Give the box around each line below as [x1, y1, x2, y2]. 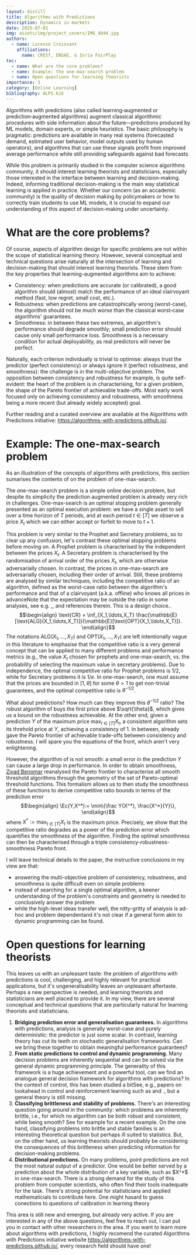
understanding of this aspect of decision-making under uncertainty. [6, 205, 170, 212]
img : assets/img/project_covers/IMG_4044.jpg [6, 31, 119, 36]
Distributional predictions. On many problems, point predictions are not [14, 1156, 189, 1163]
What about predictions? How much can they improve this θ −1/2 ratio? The [6, 698, 185, 706]
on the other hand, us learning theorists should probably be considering [14, 1138, 188, 1145]
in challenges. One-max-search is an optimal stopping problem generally [6, 499, 182, 506]
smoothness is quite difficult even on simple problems [14, 880, 145, 887]
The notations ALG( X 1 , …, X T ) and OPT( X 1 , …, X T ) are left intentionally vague [6, 633, 187, 641]
